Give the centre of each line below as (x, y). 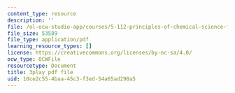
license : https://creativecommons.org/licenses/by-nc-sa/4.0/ (100, 53)
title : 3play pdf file (40, 72)
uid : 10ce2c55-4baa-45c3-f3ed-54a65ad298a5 (72, 79)
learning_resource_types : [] (50, 46)
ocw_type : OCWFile (34, 59)
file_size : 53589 (33, 33)
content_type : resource (42, 14)
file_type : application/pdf (48, 40)
